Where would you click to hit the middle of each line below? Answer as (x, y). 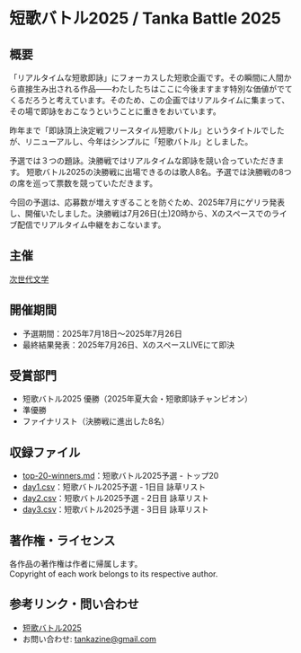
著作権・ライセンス (62, 540)
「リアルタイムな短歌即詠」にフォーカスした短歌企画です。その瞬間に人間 (147, 78)
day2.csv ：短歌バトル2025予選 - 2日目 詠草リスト (115, 499)
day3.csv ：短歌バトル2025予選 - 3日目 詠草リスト (115, 509)
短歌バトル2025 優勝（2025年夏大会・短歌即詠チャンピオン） (137, 399)
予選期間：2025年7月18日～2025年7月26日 (102, 333)
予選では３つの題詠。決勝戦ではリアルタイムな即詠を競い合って (127, 161)
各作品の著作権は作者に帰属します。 (76, 564)
